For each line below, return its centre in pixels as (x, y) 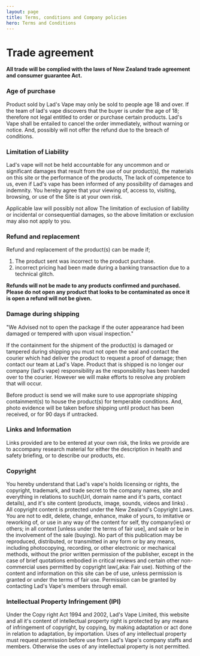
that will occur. (24, 383)
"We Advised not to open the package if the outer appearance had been (95, 327)
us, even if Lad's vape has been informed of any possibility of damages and (100, 184)
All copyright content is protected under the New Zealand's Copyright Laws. (100, 510)
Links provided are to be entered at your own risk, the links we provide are (98, 442)
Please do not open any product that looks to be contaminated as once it (98, 292)
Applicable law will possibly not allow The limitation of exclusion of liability (98, 208)
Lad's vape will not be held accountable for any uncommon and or (88, 164)
